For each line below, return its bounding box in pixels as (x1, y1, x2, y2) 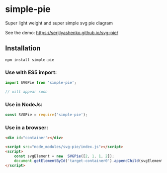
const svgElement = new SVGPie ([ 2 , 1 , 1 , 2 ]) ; (14, 154, 114, 159)
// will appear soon (5, 89, 48, 94)
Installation (5, 44, 41, 53)
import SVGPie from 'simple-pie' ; (5, 80, 77, 85)
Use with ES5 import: (5, 69, 57, 76)
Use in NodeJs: (5, 101, 43, 108)
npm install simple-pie (5, 57, 55, 62)
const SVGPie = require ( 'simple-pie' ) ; (5, 112, 88, 118)
